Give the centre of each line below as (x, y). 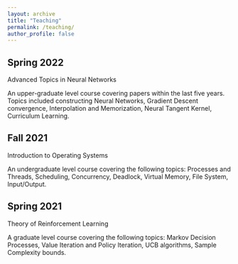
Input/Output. (27, 184)
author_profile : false (41, 34)
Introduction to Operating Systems (58, 155)
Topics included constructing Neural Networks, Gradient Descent (103, 101)
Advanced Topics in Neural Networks (62, 79)
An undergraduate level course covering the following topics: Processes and (119, 169)
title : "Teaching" (34, 21)
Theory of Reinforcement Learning (58, 224)
